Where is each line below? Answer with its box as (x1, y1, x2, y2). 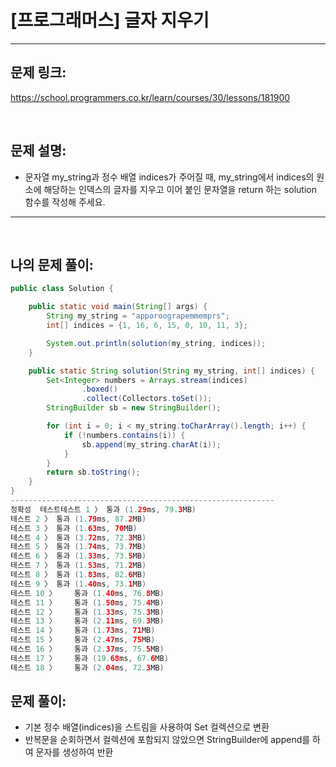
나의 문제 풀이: (10, 256, 94, 273)
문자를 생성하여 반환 (35, 746, 114, 758)
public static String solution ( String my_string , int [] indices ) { (28, 366, 315, 376)
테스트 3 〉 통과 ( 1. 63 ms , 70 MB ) (10, 523, 138, 533)
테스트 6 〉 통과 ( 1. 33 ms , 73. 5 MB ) (10, 551, 147, 561)
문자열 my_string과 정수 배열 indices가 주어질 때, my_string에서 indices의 (24, 171, 315, 183)
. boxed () (81, 384, 118, 395)
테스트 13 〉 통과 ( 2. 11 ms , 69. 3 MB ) (10, 616, 165, 626)
